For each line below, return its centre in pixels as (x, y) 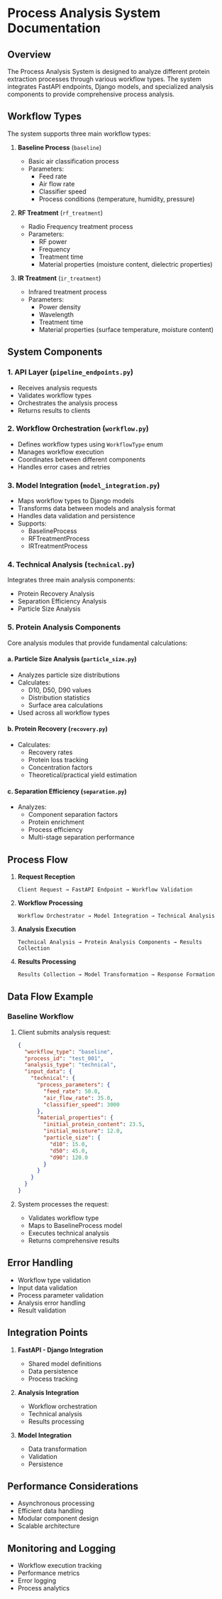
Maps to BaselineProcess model (75, 1225)
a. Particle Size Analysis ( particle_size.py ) (72, 659)
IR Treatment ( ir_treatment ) (59, 278)
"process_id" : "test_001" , (64, 1058)
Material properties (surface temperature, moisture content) (126, 329)
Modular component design (58, 1519)
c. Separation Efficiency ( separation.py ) (67, 791)
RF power (53, 241)
